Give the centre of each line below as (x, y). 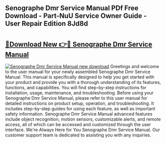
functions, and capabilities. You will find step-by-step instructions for (76, 87)
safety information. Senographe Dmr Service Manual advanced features (79, 114)
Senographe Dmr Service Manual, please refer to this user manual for (76, 98)
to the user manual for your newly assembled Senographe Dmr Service (78, 72)
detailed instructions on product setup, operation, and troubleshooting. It (80, 103)
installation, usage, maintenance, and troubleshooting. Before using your (80, 93)
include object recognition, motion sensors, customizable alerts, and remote (83, 119)
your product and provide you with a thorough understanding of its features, (83, 82)
